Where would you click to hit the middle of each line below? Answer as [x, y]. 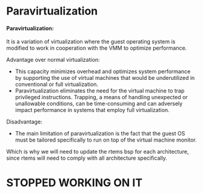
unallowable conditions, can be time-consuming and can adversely [99, 103]
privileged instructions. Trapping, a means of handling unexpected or [101, 97]
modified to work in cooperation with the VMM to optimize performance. [97, 48]
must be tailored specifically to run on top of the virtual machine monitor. [106, 140]
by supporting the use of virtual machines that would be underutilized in [105, 78]
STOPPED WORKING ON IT [75, 182]
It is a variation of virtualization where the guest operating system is [91, 42]
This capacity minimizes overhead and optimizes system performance [103, 71]
